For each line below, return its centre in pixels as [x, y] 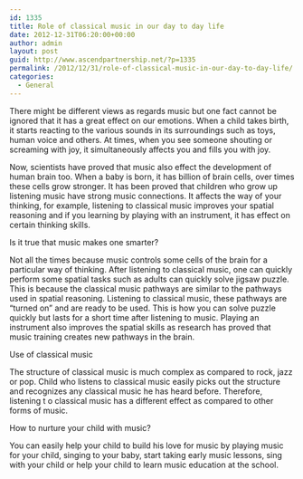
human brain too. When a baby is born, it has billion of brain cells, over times [152, 177]
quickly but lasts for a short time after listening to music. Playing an [134, 317]
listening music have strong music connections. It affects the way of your [146, 196]
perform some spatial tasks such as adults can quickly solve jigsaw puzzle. [149, 279]
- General [36, 85]
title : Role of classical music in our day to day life [117, 26]
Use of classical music [51, 354]
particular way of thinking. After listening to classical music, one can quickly [151, 269]
